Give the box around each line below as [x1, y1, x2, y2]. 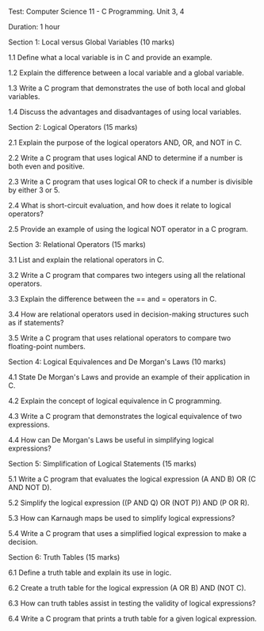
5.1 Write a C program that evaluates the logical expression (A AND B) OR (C [8, 474, 256, 484]
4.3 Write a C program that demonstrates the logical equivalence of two [8, 412, 243, 420]
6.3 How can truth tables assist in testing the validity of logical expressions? [8, 599, 256, 608]
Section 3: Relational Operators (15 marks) [8, 240, 147, 249]
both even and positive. [8, 162, 85, 171]
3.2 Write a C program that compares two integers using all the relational [8, 271, 246, 279]
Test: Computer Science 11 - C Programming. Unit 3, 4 [8, 7, 185, 16]
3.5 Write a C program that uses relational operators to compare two [8, 333, 231, 343]
